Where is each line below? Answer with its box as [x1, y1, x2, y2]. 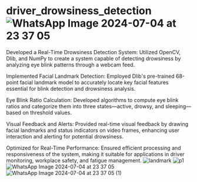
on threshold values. [22, 109, 72, 116]
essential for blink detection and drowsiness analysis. [6, 85, 136, 92]
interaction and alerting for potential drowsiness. [6, 133, 123, 140]
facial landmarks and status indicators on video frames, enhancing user [6, 127, 180, 134]
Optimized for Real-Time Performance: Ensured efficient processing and [6, 144, 181, 151]
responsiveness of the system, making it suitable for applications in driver [6, 150, 185, 157]
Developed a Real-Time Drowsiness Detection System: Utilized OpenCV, [6, 48, 181, 55]
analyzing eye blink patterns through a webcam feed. [6, 61, 135, 68]
